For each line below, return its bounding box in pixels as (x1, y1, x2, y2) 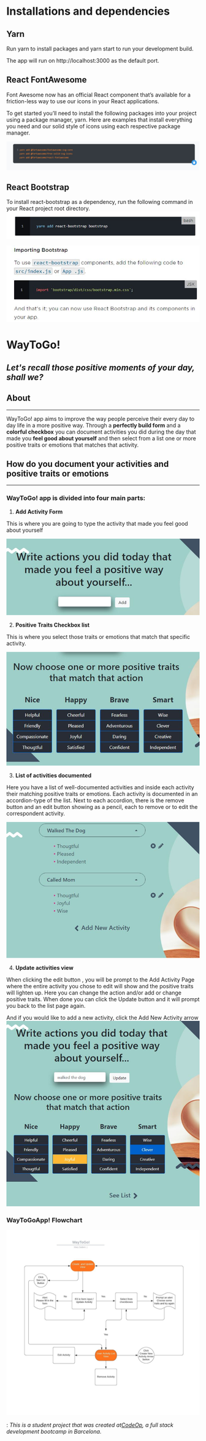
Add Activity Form (15, 508, 63, 515)
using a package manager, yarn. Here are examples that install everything (6, 115, 193, 123)
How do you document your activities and (6, 459, 169, 469)
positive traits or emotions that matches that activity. (6, 441, 139, 448)
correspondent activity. (6, 810, 66, 817)
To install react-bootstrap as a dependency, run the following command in (6, 198, 193, 206)
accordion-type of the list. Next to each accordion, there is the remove (6, 797, 185, 804)
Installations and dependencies (6, 4, 170, 18)
